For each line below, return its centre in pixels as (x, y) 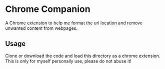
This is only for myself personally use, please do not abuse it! (68, 61)
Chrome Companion (48, 9)
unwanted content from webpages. (41, 28)
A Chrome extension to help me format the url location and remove (74, 23)
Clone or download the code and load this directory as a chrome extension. (83, 56)
